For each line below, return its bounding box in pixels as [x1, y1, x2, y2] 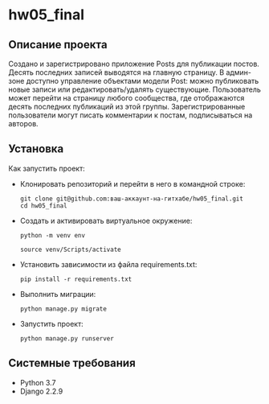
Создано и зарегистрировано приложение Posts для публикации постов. [8, 59, 259, 68]
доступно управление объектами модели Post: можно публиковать [26, 76, 259, 85]
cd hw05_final [19, 201, 67, 210]
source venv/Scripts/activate [19, 245, 122, 254]
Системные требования [8, 357, 137, 370]
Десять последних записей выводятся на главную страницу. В [8, 68, 225, 77]
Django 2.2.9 [19, 386, 63, 396]
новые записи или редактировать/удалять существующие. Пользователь [8, 85, 261, 94]
